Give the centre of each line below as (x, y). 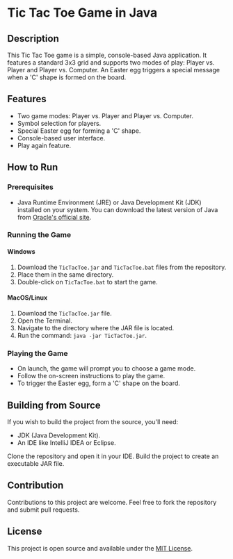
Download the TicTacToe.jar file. (65, 313)
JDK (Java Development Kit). (59, 435)
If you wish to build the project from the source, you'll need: (93, 421)
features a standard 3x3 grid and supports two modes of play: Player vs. (111, 63)
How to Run (33, 167)
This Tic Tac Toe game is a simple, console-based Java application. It (107, 55)
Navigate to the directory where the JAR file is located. (96, 327)
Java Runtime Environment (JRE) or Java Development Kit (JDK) (109, 202)
